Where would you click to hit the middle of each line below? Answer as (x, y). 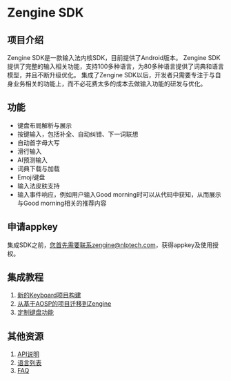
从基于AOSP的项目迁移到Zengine (64, 304)
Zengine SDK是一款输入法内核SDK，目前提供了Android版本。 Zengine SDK (114, 58)
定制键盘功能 (35, 313)
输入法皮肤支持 (38, 186)
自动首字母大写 (38, 142)
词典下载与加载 (38, 168)
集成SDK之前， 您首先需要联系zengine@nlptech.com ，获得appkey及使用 (110, 245)
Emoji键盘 (31, 177)
